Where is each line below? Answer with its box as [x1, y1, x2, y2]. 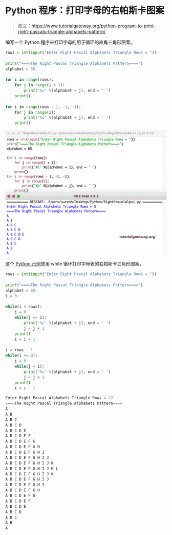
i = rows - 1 [5, 348, 33, 353]
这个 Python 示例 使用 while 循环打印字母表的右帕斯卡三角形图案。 [5, 261, 144, 267]
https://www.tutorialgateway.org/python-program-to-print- [31, 23, 156, 29]
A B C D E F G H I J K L [5, 466, 58, 471]
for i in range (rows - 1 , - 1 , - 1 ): [5, 104, 81, 110]
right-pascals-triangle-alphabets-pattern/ [17, 28, 106, 34]
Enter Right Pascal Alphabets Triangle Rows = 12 [5, 396, 114, 401]
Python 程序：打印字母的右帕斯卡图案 [5, 5, 165, 16]
